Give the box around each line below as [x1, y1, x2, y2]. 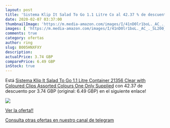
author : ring [5, 40, 33, 45]
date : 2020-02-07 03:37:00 [5, 17, 62, 22]
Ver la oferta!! [5, 107, 34, 113]
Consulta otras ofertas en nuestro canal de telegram [5, 117, 114, 123]
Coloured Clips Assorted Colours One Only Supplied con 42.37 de [5, 83, 143, 89]
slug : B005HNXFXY [5, 45, 42, 50]
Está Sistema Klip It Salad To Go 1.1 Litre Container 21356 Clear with [5, 78, 146, 84]
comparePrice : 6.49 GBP [5, 59, 56, 64]
